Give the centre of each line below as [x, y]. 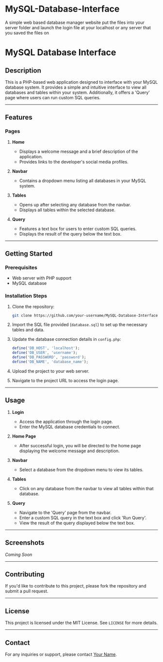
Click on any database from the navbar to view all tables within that [86, 488]
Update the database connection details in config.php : [66, 339]
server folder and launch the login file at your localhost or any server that [78, 27]
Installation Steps [26, 296]
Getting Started [29, 254]
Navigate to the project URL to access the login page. [65, 380]
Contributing [25, 574]
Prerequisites [21, 267]
